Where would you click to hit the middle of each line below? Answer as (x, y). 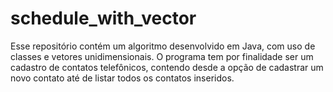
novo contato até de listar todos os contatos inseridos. (122, 78)
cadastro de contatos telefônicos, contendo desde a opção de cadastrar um (167, 67)
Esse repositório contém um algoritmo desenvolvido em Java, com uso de (163, 46)
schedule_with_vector (103, 18)
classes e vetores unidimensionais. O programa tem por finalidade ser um (162, 56)
